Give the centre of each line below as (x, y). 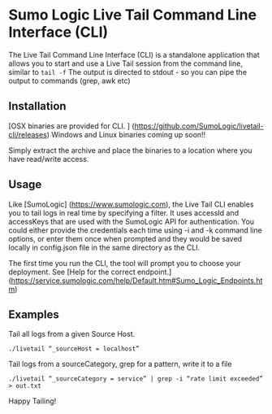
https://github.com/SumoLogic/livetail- (199, 126)
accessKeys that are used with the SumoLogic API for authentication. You (131, 221)
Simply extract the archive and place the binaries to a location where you (130, 150)
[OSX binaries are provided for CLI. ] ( (72, 126)
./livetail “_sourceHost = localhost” (74, 349)
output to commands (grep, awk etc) (70, 81)
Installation (37, 106)
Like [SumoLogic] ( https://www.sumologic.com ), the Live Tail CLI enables (131, 204)
